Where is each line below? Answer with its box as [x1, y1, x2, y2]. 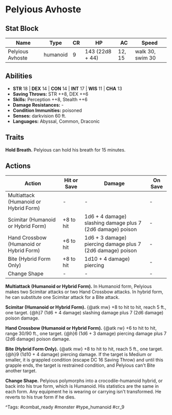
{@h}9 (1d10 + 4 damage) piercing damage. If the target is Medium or [5, 351, 152, 357]
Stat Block [5, 24, 39, 33]
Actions [5, 162, 31, 171]
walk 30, [135, 48, 156, 55]
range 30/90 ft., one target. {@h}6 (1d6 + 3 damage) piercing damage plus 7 [5, 330, 167, 337]
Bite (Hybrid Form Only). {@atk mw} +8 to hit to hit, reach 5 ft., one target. [5, 346, 163, 352]
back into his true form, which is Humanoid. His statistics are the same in [5, 383, 159, 389]
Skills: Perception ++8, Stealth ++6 [12, 96, 88, 102]
